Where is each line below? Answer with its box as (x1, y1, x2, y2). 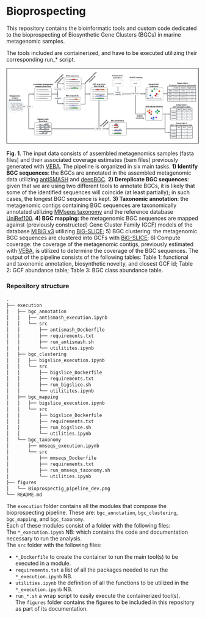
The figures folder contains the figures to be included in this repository (15, 598, 195, 606)
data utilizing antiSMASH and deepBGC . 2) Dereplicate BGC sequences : (6, 175, 189, 183)
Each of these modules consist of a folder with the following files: (6, 522, 171, 529)
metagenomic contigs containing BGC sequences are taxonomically (6, 202, 177, 209)
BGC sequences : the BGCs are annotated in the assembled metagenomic (6, 169, 192, 176)
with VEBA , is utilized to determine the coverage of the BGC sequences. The (6, 247, 198, 254)
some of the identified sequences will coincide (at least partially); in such (6, 188, 190, 196)
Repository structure (6, 282, 70, 290)
